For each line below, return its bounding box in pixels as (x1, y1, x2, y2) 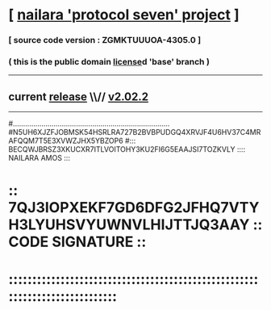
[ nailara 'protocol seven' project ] (8, 6, 240, 24)
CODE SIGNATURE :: (8, 232, 147, 251)
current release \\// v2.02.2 (8, 90, 149, 103)
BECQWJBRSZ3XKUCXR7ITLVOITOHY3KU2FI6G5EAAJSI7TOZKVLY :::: (8, 145, 246, 154)
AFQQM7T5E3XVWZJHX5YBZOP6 (8, 136, 123, 146)
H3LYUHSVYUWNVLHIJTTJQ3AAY (8, 216, 250, 234)
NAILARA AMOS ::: (8, 153, 71, 163)
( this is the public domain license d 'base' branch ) (8, 57, 210, 68)
